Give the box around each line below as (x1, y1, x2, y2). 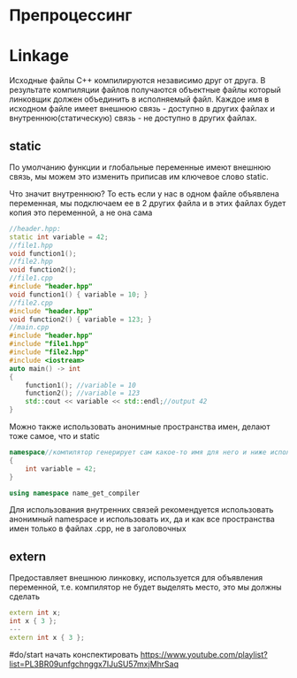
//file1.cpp (9, 274, 53, 283)
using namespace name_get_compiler (9, 489, 141, 497)
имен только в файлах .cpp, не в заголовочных (9, 523, 187, 534)
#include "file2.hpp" (9, 348, 89, 357)
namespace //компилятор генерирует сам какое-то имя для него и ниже (9, 448, 267, 457)
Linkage (9, 46, 69, 66)
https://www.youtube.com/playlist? (140, 649, 268, 659)
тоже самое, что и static (9, 431, 100, 442)
